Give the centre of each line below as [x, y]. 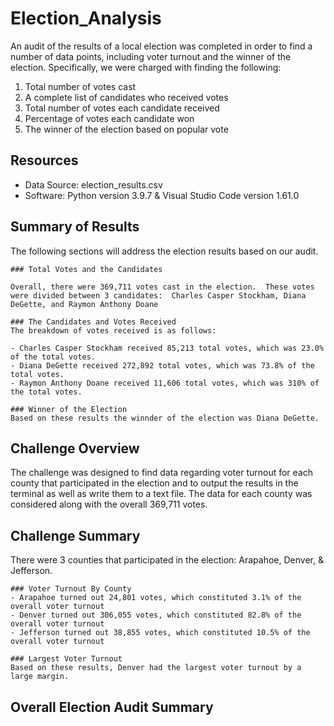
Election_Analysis [86, 18]
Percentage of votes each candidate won [109, 118]
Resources [44, 160]
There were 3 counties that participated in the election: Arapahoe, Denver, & [167, 560]
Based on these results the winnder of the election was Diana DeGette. [165, 418]
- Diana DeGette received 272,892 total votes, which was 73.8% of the [162, 365]
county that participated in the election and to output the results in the [154, 483]
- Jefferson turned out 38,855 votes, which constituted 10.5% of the [160, 633]
